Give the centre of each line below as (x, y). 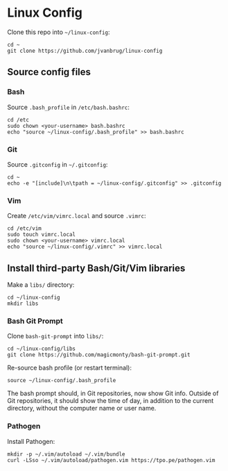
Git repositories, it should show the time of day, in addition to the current (111, 401)
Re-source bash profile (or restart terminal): (69, 368)
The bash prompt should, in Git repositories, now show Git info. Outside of (113, 393)
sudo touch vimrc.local (42, 235)
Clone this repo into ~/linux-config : (59, 32)
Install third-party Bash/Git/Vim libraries (96, 268)
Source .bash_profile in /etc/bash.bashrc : (69, 107)
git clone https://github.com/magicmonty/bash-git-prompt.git (99, 355)
